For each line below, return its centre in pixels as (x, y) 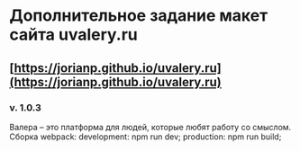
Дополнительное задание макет (139, 16)
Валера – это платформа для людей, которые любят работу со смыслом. (150, 127)
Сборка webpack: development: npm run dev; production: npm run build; (145, 137)
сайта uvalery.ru (73, 35)
